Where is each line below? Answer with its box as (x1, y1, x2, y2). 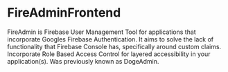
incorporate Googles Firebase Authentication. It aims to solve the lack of (7, 35, 214, 43)
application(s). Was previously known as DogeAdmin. (7, 57, 159, 65)
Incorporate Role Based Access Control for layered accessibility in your (7, 50, 211, 58)
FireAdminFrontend (7, 5, 121, 21)
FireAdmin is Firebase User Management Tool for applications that (7, 28, 196, 36)
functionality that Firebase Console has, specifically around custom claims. (7, 42, 222, 51)
